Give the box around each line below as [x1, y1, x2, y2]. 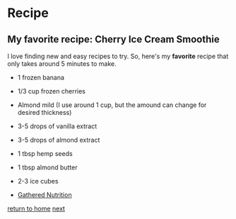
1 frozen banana [17, 73, 65, 82]
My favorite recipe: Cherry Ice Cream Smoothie [7, 33, 220, 45]
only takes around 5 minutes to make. [7, 60, 117, 68]
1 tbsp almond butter [17, 163, 78, 172]
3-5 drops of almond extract [17, 136, 100, 144]
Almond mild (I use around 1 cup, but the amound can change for [17, 101, 207, 109]
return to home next [7, 204, 66, 213]
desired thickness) [17, 108, 72, 116]
